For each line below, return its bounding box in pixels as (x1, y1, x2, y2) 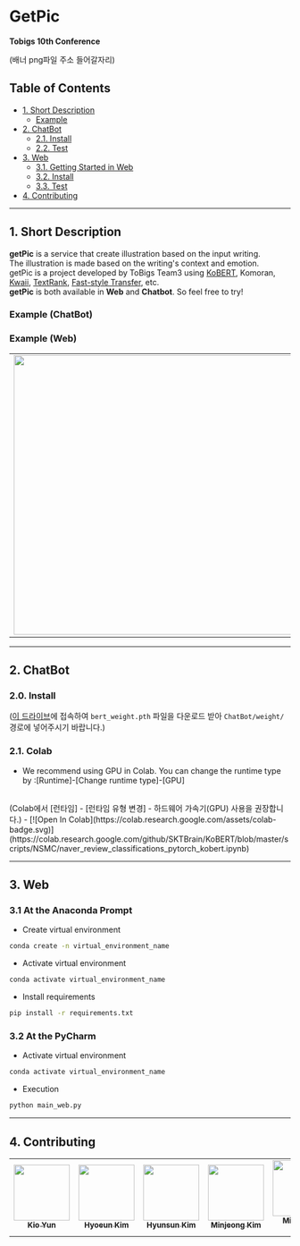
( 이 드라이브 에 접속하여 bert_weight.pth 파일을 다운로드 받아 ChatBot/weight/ (9, 711, 285, 722)
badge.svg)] (9, 824, 54, 835)
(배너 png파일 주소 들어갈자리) (9, 54, 116, 64)
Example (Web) (9, 333, 78, 345)
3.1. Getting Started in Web (35, 161, 134, 172)
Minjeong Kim (211, 1219, 262, 1230)
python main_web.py (9, 1101, 82, 1110)
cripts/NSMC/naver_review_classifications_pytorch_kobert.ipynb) (9, 843, 250, 853)
